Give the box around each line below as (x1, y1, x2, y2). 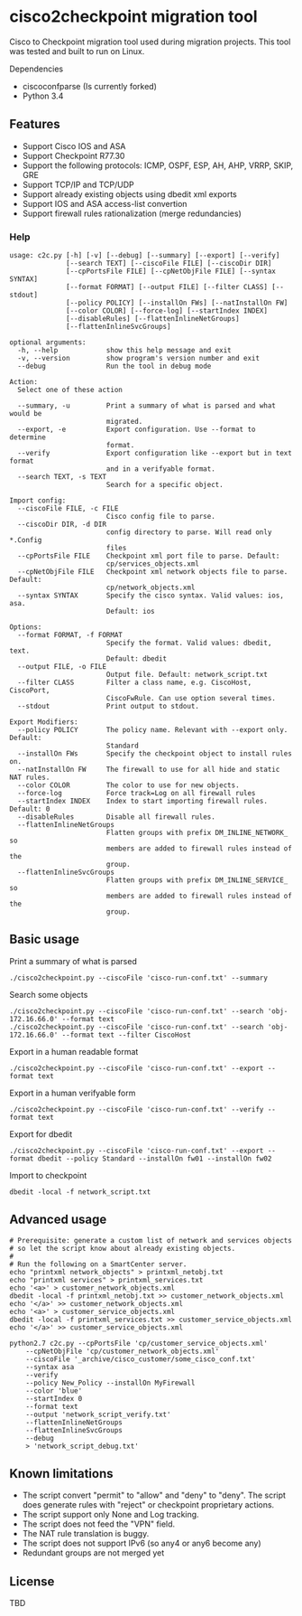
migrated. (105, 418, 143, 427)
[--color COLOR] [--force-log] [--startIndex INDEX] (66, 306, 269, 315)
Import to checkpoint (9, 1170, 87, 1180)
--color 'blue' (25, 1386, 83, 1395)
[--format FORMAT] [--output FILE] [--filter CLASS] (66, 283, 269, 292)
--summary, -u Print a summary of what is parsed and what (17, 401, 277, 410)
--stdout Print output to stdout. (17, 702, 200, 711)
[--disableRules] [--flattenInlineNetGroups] (66, 315, 241, 324)
